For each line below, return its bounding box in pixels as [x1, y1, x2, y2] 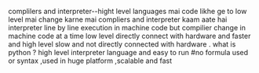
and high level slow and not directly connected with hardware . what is [8, 40, 236, 49]
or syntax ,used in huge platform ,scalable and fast [8, 56, 173, 65]
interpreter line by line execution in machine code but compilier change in [8, 23, 246, 32]
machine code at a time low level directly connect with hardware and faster [8, 31, 251, 40]
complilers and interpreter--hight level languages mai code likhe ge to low [8, 7, 247, 16]
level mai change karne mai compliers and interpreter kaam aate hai [8, 15, 228, 24]
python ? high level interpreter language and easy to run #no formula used [8, 48, 249, 57]
